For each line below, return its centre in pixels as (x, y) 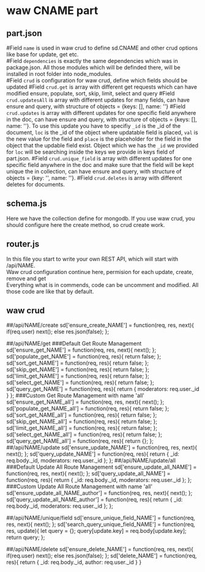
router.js (23, 244)
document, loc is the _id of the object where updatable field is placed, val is (102, 132)
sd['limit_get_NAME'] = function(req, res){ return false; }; (78, 376)
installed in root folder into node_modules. (59, 74)
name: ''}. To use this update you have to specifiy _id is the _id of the (94, 126)
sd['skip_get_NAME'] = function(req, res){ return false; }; (78, 370)
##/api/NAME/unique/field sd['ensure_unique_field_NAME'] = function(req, (101, 518)
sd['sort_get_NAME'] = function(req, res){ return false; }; (78, 363)
